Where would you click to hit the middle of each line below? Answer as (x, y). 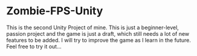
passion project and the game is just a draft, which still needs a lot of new (98, 33)
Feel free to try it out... (34, 46)
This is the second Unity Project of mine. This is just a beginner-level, (93, 27)
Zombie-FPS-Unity (55, 11)
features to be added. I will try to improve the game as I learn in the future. (99, 40)
